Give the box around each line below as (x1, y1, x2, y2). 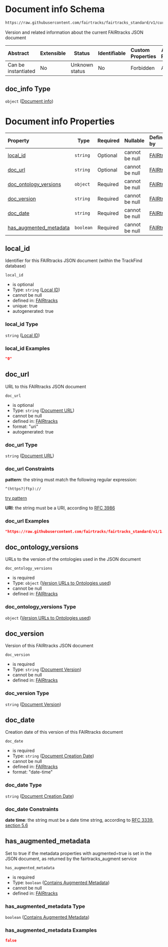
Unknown (70, 61, 93, 68)
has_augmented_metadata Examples (5, 927, 97, 934)
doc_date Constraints (5, 806, 59, 813)
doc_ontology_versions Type (5, 604, 76, 611)
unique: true (12, 303, 38, 309)
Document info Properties (5, 116, 115, 127)
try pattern (5, 495, 27, 501)
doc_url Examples (5, 518, 49, 525)
